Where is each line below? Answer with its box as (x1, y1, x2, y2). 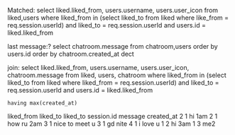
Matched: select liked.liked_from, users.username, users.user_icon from (7, 6, 219, 14)
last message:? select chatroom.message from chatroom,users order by (7, 42, 218, 50)
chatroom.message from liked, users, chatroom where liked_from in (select (7, 71, 226, 79)
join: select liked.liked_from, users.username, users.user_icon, (7, 64, 190, 71)
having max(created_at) (7, 100, 78, 107)
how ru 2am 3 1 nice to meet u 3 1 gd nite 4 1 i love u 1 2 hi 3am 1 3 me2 (7, 119, 216, 128)
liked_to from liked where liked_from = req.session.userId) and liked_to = (7, 78, 219, 87)
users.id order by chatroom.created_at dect (7, 49, 135, 58)
